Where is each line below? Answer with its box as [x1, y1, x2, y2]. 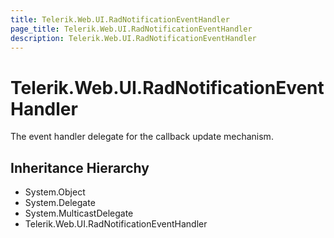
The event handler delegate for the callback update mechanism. [10, 131, 274, 143]
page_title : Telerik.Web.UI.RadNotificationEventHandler [10, 24, 253, 34]
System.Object [24, 186, 86, 198]
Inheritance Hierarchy [10, 159, 150, 176]
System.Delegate [24, 197, 96, 209]
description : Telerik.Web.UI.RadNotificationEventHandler [10, 33, 257, 43]
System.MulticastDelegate [24, 207, 134, 220]
